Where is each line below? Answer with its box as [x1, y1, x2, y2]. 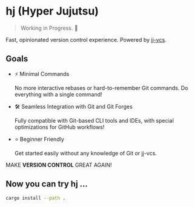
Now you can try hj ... [5, 179, 89, 189]
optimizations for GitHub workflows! [14, 123, 105, 131]
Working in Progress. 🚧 [20, 24, 78, 32]
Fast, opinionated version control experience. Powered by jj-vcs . [5, 36, 167, 43]
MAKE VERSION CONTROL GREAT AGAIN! [5, 161, 112, 168]
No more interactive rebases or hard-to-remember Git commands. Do [14, 84, 189, 92]
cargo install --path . [5, 195, 66, 201]
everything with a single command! [14, 90, 102, 98]
